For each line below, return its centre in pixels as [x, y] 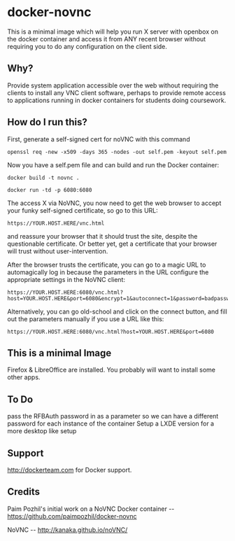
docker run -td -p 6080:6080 [50, 190]
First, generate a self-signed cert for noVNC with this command [99, 139]
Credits [24, 492]
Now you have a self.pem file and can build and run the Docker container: [113, 164]
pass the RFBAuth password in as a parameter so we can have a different [113, 416]
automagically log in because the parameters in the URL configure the [108, 272]
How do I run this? [47, 122]
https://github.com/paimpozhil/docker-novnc [72, 516]
